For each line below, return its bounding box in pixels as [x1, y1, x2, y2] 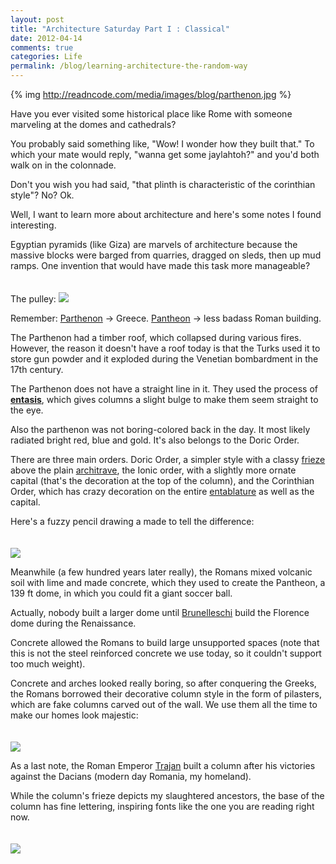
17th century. [10, 364, 64, 375]
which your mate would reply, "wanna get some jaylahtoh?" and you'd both [10, 149, 320, 160]
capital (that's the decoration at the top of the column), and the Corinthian [10, 475, 315, 486]
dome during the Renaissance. [10, 617, 137, 629]
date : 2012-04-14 [10, 33, 83, 43]
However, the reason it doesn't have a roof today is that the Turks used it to [10, 342, 321, 354]
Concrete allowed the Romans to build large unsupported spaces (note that [10, 637, 320, 648]
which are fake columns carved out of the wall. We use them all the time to [10, 699, 318, 710]
